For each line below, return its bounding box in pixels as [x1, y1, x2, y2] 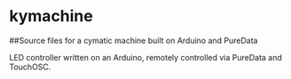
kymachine [9, 6, 93, 26]
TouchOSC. [9, 61, 51, 72]
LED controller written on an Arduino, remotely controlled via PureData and [9, 52, 282, 62]
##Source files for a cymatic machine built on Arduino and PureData [9, 35, 258, 46]
